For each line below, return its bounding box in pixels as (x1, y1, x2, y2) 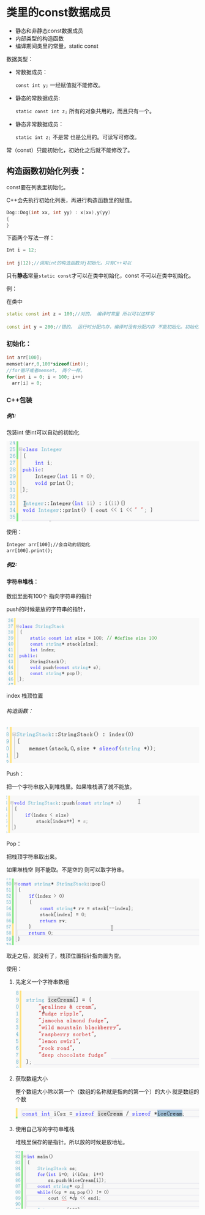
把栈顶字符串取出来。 (6, 853, 60, 861)
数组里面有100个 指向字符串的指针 (6, 593, 92, 600)
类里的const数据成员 (6, 6, 111, 20)
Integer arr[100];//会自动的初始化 (6, 541, 91, 548)
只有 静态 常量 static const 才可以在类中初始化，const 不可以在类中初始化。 (6, 272, 195, 279)
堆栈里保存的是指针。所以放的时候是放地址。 (15, 1138, 129, 1146)
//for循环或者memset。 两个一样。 (6, 367, 85, 373)
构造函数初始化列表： (6, 166, 87, 176)
